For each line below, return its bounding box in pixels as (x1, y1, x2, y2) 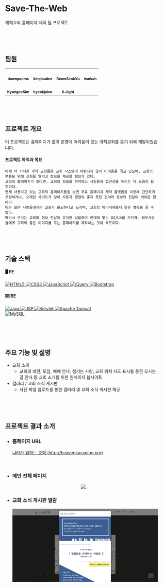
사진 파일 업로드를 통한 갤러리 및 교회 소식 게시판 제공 (19, 387, 120, 392)
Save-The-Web (5, 3, 68, 14)
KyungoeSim (7, 89, 30, 94)
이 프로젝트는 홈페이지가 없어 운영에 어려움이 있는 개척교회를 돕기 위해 (5, 139, 137, 144)
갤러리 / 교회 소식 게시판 (12, 380, 58, 387)
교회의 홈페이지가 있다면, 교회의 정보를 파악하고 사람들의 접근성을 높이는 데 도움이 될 (5, 179, 154, 184)
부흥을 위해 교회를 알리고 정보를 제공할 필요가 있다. (5, 174, 96, 179)
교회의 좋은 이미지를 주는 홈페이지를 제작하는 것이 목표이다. (16, 220, 121, 225)
